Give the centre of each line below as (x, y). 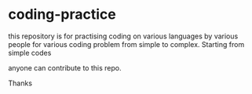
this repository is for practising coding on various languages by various (123, 36)
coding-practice (62, 14)
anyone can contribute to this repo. (65, 67)
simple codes (30, 52)
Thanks (20, 83)
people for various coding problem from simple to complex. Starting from (126, 44)
